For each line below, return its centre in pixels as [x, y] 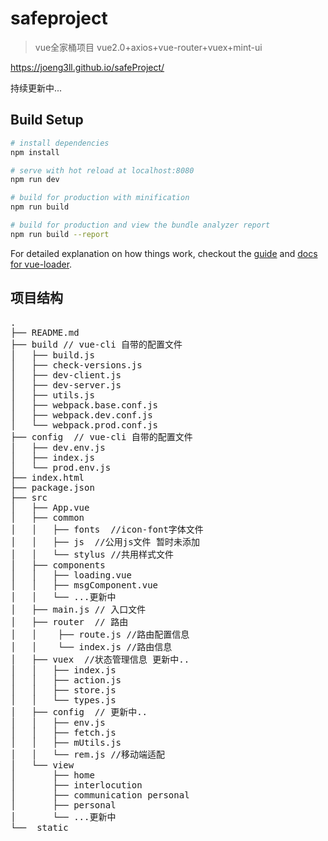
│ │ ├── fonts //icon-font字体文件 [107, 529]
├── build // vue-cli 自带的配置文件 [96, 344]
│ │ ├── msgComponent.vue [84, 585]
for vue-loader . [41, 264]
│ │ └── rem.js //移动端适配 [88, 754]
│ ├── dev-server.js [66, 385]
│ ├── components [58, 565]
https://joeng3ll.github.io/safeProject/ [87, 67]
